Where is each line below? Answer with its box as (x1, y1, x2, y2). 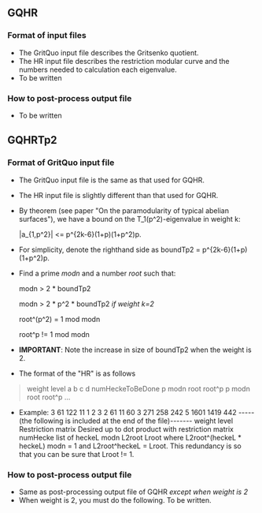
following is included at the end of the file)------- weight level (33, 416, 234, 425)
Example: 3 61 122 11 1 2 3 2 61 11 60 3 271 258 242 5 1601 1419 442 (18, 407, 237, 417)
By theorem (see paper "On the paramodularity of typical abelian (18, 205, 230, 215)
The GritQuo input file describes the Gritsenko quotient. (18, 47, 199, 58)
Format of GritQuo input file (7, 157, 115, 168)
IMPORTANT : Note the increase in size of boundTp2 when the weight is (18, 345, 253, 354)
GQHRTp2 (7, 133, 57, 147)
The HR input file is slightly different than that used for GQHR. (18, 190, 219, 200)
